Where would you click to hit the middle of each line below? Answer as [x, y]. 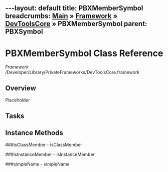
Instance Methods [34, 133]
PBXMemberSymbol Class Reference [84, 53]
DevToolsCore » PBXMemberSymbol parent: [76, 24]
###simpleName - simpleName [37, 164]
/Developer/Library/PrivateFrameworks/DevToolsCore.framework [72, 72]
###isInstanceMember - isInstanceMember [50, 154]
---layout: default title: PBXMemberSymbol [74, 8]
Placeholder [18, 100]
